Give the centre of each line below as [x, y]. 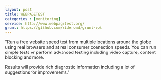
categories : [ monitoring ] [33, 19]
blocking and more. [25, 57]
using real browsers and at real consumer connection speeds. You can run [81, 47]
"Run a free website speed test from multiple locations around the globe [78, 42]
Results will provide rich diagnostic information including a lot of [70, 67]
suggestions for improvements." [37, 72]
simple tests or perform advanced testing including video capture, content [80, 53]
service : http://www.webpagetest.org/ [45, 23]
